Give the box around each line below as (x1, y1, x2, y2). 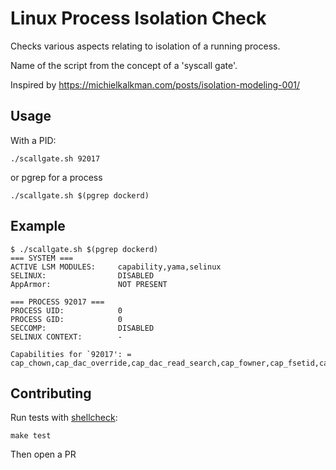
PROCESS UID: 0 (10, 305, 123, 316)
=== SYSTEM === (10, 253, 74, 263)
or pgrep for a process (10, 171, 103, 183)
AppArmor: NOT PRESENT (10, 279, 168, 289)
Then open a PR (10, 448, 77, 461)
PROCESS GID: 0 (10, 314, 123, 324)
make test (10, 431, 52, 441)
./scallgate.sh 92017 (10, 153, 101, 164)
